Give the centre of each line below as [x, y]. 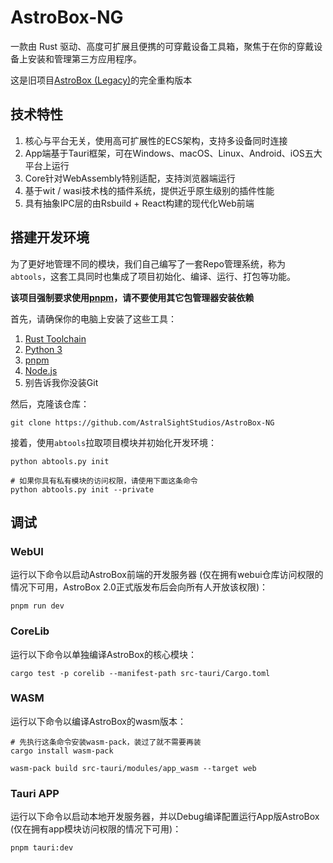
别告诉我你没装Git [61, 382]
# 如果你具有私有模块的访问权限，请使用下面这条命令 [104, 481]
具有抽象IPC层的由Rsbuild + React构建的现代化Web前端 [139, 203]
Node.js [41, 370]
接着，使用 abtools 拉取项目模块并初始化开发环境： [114, 442]
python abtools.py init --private [82, 489]
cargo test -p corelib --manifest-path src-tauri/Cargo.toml [140, 673]
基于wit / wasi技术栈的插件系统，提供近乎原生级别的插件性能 [149, 190]
